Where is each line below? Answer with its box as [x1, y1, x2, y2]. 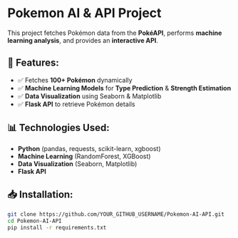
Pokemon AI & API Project [7, 5, 162, 21]
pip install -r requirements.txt [7, 224, 107, 232]
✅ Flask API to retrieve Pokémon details [17, 100, 135, 108]
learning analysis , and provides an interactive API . [7, 36, 159, 44]
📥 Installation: [7, 188, 73, 200]
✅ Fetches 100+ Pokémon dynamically [17, 76, 133, 84]
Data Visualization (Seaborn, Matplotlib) [17, 159, 138, 168]
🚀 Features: [7, 57, 59, 69]
